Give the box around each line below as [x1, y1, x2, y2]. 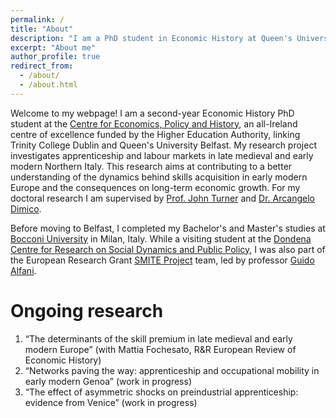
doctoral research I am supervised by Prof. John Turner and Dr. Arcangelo [10, 192, 315, 204]
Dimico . [10, 202, 42, 215]
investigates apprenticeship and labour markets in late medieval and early [10, 149, 314, 161]
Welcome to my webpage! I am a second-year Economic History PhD [10, 107, 295, 119]
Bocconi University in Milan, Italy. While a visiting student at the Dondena [10, 232, 312, 245]
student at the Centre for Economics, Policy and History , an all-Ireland [10, 117, 298, 130]
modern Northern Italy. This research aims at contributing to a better [10, 160, 293, 172]
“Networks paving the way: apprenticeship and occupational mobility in [24, 364, 320, 376]
